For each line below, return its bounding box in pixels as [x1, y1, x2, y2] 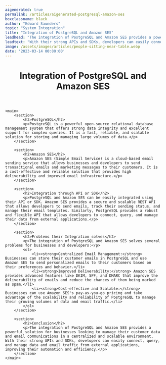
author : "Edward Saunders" [5, 21, 61, 26]
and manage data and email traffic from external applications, [5, 342, 140, 347]
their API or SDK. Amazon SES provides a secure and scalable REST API [5, 199, 156, 205]
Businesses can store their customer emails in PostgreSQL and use [5, 256, 147, 261]
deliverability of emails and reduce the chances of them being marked [5, 277, 156, 282]
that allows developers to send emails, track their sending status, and [5, 204, 161, 209]
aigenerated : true [5, 7, 43, 12]
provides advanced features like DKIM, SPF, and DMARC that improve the [5, 273, 158, 278]
